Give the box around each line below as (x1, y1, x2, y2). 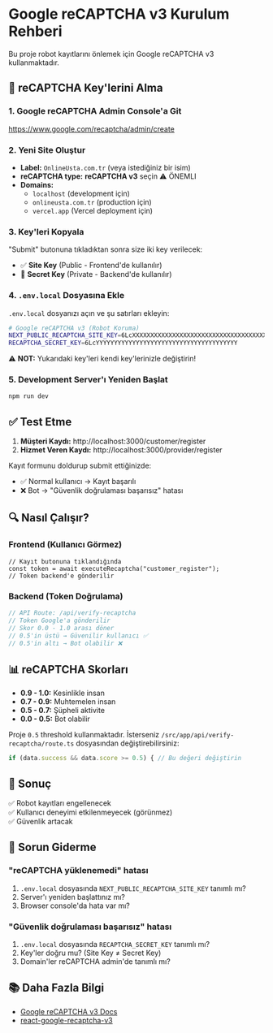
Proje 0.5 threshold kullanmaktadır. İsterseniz (8, 730, 160, 740)
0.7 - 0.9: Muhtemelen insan (19, 697, 116, 707)
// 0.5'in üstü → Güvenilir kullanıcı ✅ (8, 631, 149, 640)
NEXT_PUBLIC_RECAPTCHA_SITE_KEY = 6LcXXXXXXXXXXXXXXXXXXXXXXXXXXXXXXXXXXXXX (8, 331, 267, 339)
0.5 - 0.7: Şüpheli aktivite (19, 706, 106, 715)
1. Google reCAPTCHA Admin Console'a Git (8, 106, 182, 117)
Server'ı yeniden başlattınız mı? (19, 892, 126, 901)
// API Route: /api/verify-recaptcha (8, 609, 136, 617)
